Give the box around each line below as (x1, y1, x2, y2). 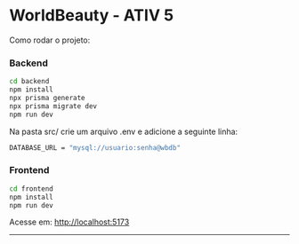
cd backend (9, 77, 50, 86)
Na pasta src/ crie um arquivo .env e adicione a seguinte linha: (9, 126, 238, 137)
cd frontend (9, 184, 53, 193)
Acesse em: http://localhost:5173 (9, 216, 130, 227)
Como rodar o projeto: (9, 35, 91, 45)
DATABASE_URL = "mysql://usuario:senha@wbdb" (9, 143, 181, 152)
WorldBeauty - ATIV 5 (9, 5, 174, 26)
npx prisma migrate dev (9, 101, 98, 111)
